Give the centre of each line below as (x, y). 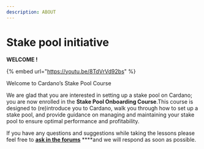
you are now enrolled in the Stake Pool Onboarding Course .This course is (100, 101)
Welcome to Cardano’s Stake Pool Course (59, 83)
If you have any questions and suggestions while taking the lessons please (100, 133)
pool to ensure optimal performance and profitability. (73, 121)
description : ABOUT (31, 12)
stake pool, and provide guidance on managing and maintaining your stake (100, 115)
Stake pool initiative (58, 42)
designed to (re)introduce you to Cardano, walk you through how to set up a (102, 108)
